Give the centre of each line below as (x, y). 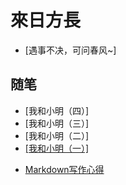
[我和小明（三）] (57, 123)
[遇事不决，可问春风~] (70, 50)
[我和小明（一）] (57, 148)
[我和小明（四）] (57, 110)
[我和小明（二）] (57, 135)
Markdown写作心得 (64, 169)
